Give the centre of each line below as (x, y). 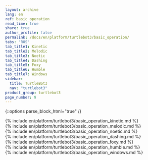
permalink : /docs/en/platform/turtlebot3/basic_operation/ (67, 38)
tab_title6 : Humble (25, 70)
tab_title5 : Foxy (23, 65)
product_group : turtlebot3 (33, 93)
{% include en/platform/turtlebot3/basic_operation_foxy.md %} (69, 142)
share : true (17, 28)
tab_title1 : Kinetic (26, 47)
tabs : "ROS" (17, 42)
